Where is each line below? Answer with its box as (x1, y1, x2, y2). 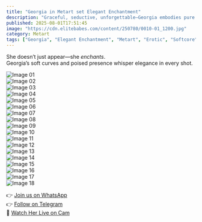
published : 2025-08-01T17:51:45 (6, 20, 87, 26)
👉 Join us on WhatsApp (6, 191, 67, 199)
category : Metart (6, 31, 50, 37)
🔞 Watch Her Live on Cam (6, 209, 70, 216)
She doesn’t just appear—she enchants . (6, 53, 106, 60)
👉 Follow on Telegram (6, 200, 63, 208)
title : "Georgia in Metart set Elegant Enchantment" (6, 8, 141, 15)
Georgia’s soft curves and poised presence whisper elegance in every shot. (6, 59, 194, 67)
